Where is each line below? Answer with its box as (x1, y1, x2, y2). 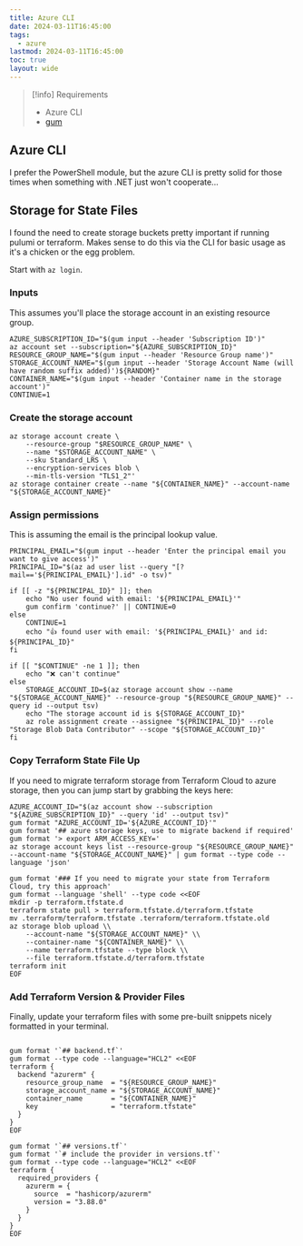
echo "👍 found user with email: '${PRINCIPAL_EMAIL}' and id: (25, 628, 269, 637)
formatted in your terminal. (9, 1020, 109, 1031)
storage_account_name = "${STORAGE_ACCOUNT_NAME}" (25, 1086, 221, 1095)
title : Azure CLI (9, 13, 75, 23)
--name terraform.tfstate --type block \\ (25, 945, 189, 955)
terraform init (9, 961, 67, 970)
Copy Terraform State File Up (9, 754, 141, 767)
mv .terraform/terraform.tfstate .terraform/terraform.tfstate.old (9, 913, 270, 923)
